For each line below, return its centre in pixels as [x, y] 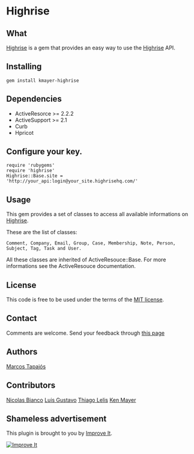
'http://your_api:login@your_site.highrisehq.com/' [72, 181]
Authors [22, 352]
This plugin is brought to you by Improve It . [59, 433]
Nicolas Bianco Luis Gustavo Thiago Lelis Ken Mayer [71, 400]
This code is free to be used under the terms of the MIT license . [85, 300]
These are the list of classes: [42, 232]
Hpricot [24, 132]
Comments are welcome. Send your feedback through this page [86, 333]
